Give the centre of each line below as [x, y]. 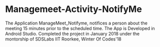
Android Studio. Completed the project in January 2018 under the [72, 33]
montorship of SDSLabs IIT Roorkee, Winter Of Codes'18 [63, 39]
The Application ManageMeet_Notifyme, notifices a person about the [76, 23]
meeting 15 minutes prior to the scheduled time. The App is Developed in [80, 28]
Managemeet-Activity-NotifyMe [74, 9]
